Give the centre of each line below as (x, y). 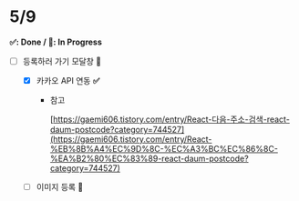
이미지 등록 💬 (60, 187)
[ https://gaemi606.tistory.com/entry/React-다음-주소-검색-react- (170, 119)
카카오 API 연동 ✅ (68, 80)
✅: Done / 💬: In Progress (56, 42)
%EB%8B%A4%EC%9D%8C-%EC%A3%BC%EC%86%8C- (164, 149)
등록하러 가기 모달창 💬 (62, 61)
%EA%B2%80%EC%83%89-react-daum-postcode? (149, 159)
